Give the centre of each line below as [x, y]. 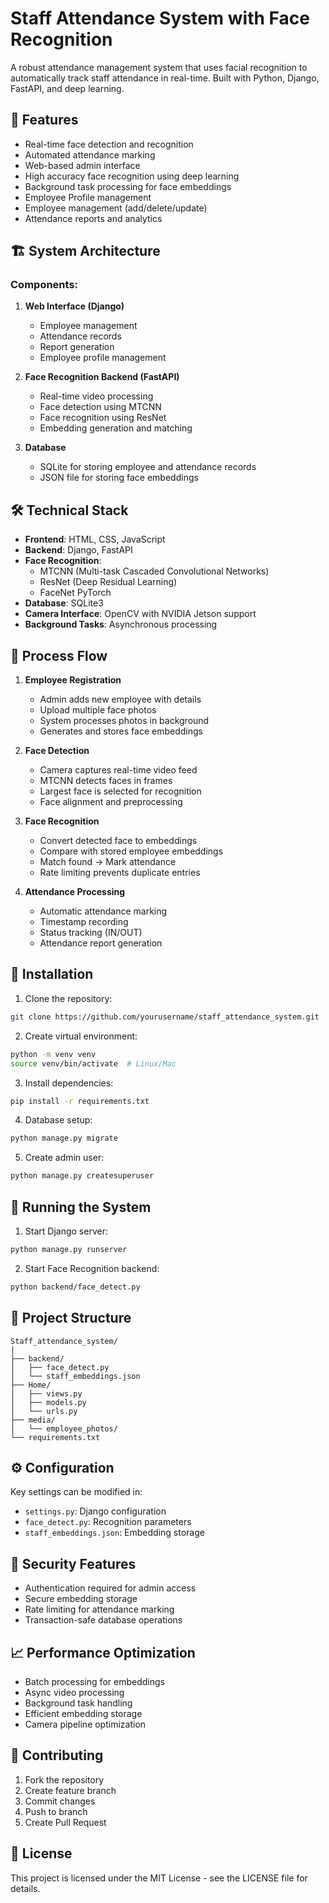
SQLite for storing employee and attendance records [148, 467]
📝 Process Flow [59, 655]
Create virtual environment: [81, 1036]
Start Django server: [66, 1231]
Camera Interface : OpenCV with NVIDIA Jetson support [140, 614]
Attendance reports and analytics [93, 218]
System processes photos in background [124, 721]
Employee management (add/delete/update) [116, 208]
